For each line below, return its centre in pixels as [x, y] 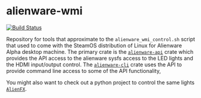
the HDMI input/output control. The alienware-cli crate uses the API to [94, 65]
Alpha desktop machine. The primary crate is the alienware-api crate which [100, 51]
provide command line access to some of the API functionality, [83, 71]
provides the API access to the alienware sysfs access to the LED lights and [100, 58]
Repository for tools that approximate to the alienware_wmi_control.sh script [101, 39]
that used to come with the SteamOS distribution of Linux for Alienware [94, 45]
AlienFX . [16, 88]
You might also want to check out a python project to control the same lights [100, 82]
